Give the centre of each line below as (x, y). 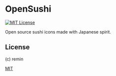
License (17, 47)
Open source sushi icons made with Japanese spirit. (58, 32)
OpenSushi (28, 9)
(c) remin (14, 59)
